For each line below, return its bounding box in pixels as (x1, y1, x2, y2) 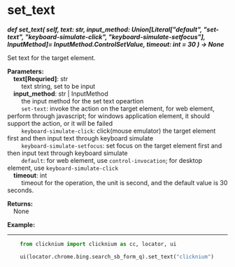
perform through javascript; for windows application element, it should (7, 111, 211, 120)
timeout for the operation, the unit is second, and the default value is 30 (20, 178, 228, 187)
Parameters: (7, 67, 44, 75)
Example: (7, 220, 36, 229)
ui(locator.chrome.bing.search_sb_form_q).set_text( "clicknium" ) (20, 253, 215, 260)
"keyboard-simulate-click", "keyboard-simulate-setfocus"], (24, 32, 206, 41)
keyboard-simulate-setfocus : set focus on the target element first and (20, 141, 222, 150)
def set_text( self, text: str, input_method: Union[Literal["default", (7, 25, 203, 34)
